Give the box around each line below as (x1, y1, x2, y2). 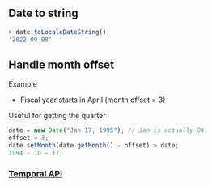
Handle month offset (8, 57, 115, 71)
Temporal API (8, 168, 63, 179)
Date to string (8, 6, 78, 20)
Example (8, 79, 38, 89)
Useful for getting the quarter (8, 111, 107, 121)
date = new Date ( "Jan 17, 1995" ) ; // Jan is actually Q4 (8, 126, 205, 134)
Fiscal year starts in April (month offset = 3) (19, 95, 166, 104)
